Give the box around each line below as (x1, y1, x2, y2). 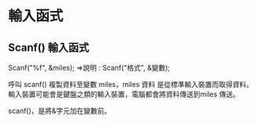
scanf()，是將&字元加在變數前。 (8, 107, 112, 115)
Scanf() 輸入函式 (8, 41, 89, 54)
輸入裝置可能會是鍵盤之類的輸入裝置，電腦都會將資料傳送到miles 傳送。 (8, 89, 241, 99)
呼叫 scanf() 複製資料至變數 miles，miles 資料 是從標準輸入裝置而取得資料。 (8, 80, 253, 89)
